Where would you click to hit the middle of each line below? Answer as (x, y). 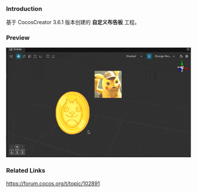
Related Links (26, 171)
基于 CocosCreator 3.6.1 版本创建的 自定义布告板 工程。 (73, 22)
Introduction (24, 9)
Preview (18, 38)
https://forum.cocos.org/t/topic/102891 (53, 183)
